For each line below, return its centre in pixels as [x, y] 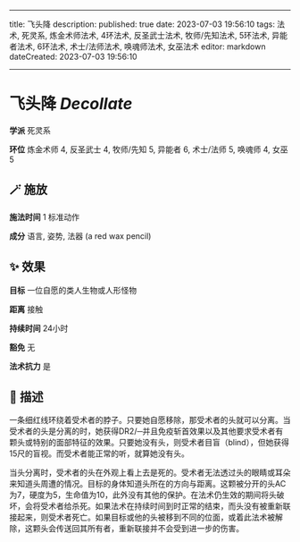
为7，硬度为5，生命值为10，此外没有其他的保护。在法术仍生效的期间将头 [143, 495]
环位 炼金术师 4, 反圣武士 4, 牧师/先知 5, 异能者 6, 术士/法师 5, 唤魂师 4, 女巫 [149, 149]
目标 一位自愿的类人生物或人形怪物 [73, 290]
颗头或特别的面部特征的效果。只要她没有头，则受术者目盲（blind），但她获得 [150, 443]
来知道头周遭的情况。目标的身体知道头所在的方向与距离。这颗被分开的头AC [148, 484]
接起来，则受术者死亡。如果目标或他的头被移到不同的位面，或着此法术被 [142, 517]
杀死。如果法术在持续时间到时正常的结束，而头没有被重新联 [181, 506]
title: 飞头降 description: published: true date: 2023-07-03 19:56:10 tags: [142, 24]
